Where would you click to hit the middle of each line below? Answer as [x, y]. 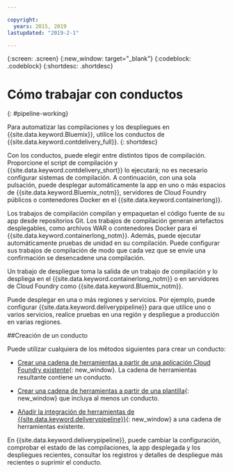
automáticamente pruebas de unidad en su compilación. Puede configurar [114, 243]
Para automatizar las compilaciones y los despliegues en [89, 127]
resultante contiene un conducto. [65, 377]
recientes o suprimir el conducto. [55, 463]
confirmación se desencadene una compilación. [76, 258]
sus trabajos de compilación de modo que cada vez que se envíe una [107, 250]
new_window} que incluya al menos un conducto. [88, 398]
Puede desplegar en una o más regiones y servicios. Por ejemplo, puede [111, 300]
